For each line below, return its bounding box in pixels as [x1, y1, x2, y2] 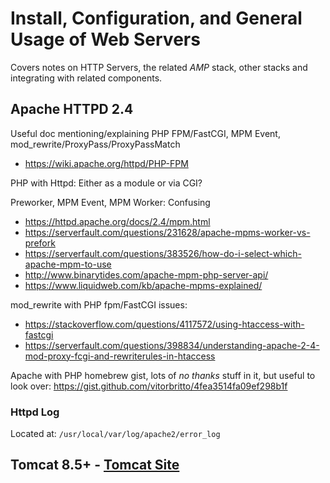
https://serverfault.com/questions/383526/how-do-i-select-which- [24, 247, 302, 259]
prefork [24, 237, 56, 249]
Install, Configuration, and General [10, 7, 303, 30]
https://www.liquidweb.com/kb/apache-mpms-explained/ [24, 279, 263, 291]
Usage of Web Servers [10, 28, 201, 51]
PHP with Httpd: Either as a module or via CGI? [10, 177, 203, 189]
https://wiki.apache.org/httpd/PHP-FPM [24, 157, 189, 169]
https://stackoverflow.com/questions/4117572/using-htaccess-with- [24, 318, 305, 330]
